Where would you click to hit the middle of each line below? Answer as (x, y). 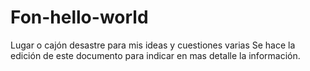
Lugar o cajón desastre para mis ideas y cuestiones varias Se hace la (153, 45)
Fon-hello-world (79, 17)
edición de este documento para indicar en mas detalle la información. (155, 55)
